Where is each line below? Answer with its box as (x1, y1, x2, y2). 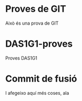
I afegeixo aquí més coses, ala (5, 90, 69, 96)
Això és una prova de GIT (5, 20, 59, 26)
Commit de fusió (5, 73, 77, 85)
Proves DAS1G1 (5, 55, 37, 61)
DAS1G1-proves (5, 38, 73, 50)
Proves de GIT (5, 3, 67, 15)
